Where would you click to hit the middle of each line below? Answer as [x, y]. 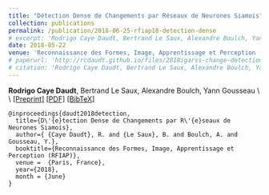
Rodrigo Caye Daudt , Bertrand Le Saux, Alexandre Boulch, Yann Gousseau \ [134, 90]
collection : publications [51, 23]
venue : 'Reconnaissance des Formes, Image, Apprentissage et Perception [132, 53]
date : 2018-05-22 [37, 46]
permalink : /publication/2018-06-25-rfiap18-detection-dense [112, 30]
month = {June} [41, 177]
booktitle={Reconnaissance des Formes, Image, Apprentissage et [125, 149]
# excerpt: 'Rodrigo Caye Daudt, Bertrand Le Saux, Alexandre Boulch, [128, 38]
